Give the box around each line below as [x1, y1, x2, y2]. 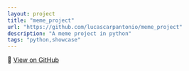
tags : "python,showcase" [7, 37, 81, 44]
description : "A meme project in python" [7, 30, 132, 37]
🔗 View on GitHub [7, 56, 59, 64]
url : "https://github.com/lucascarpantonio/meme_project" [7, 23, 183, 30]
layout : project [7, 10, 55, 18]
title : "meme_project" [7, 17, 75, 24]
